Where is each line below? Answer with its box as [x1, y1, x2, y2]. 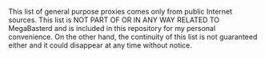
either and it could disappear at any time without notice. [8, 41, 192, 50]
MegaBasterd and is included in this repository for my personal [8, 24, 216, 33]
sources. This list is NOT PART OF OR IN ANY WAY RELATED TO [8, 15, 220, 25]
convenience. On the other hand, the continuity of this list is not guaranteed [8, 32, 258, 41]
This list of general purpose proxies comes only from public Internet [8, 7, 233, 16]
